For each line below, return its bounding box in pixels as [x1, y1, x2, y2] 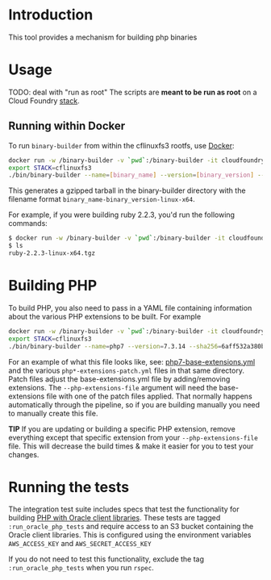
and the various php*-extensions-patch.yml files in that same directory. [8, 365, 244, 375]
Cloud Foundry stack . [8, 95, 80, 106]
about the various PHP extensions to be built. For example [8, 311, 202, 321]
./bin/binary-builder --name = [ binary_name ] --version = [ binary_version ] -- [8, 171, 265, 179]
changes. [8, 449, 40, 459]
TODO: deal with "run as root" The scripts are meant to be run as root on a [8, 87, 257, 97]
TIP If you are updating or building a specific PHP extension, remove [8, 424, 236, 433]
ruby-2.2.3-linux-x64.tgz [8, 249, 95, 257]
